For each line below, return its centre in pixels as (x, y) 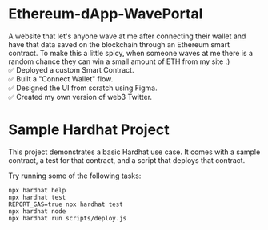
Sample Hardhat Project (89, 130)
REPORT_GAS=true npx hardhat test (66, 204)
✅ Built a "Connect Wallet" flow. (61, 79)
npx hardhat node (37, 211)
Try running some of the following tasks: (75, 176)
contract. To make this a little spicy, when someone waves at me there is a (131, 53)
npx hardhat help (37, 190)
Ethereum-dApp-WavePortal (106, 14)
